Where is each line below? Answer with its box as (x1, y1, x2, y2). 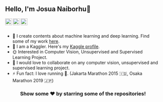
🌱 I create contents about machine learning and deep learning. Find (12, 33, 150, 39)
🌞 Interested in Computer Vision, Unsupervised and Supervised (12, 49, 143, 54)
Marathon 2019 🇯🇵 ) (12, 77, 54, 83)
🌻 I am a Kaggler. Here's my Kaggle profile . (12, 43, 100, 50)
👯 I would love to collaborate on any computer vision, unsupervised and (12, 59, 158, 65)
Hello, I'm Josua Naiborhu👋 (5, 5, 91, 13)
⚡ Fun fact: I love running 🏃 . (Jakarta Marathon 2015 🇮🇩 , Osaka (12, 70, 142, 76)
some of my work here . (12, 38, 60, 44)
